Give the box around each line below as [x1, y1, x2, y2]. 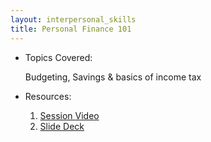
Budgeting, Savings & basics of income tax [24, 71, 202, 83]
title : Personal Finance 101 [10, 24, 132, 34]
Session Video [39, 109, 100, 121]
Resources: [24, 90, 72, 102]
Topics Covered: [24, 51, 93, 63]
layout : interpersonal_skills [10, 14, 137, 25]
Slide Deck [39, 120, 85, 132]
